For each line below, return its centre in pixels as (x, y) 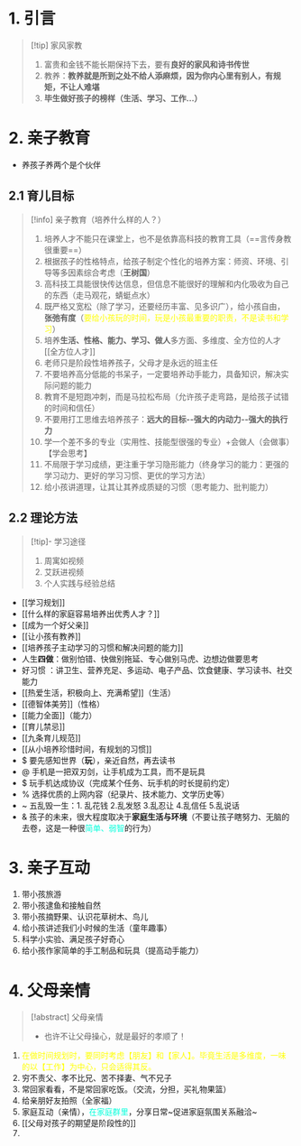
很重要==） (65, 250)
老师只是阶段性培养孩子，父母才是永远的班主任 (131, 363)
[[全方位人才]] (70, 351)
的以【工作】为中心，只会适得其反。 (89, 1067)
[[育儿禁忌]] (43, 726)
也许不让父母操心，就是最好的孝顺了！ (115, 1036)
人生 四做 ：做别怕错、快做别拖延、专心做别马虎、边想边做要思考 (140, 659)
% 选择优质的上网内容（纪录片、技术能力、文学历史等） (125, 794)
